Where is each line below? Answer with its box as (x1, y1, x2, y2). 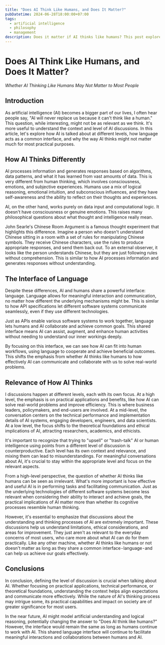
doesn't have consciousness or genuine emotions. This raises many (5, 209, 142, 215)
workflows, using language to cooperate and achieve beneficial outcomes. (5, 348, 156, 354)
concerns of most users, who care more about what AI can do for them (5, 535, 149, 541)
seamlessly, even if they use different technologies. (5, 308, 109, 314)
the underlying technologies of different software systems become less (5, 489, 150, 495)
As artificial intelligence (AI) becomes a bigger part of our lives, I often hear (5, 110, 157, 115)
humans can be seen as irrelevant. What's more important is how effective (5, 478, 156, 484)
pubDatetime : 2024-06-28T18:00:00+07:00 (5, 12, 89, 17)
